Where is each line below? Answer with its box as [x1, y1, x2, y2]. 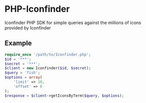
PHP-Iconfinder [4, 3, 70, 15]
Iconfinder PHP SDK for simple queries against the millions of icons [4, 20, 142, 26]
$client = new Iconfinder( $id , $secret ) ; [4, 66, 91, 71]
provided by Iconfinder [4, 25, 51, 30]
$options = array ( [4, 75, 42, 80]
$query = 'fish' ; [4, 70, 40, 76]
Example [4, 39, 32, 48]
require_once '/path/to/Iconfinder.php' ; [4, 52, 91, 57]
